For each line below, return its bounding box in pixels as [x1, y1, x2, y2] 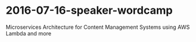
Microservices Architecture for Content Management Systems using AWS [5, 23, 190, 31]
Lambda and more [5, 29, 52, 37]
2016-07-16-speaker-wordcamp [5, 4, 173, 17]
